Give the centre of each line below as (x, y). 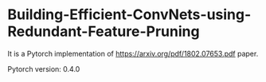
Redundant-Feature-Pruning (104, 31)
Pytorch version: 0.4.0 (44, 68)
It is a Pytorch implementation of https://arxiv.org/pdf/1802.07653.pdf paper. (133, 53)
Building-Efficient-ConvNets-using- (129, 15)
